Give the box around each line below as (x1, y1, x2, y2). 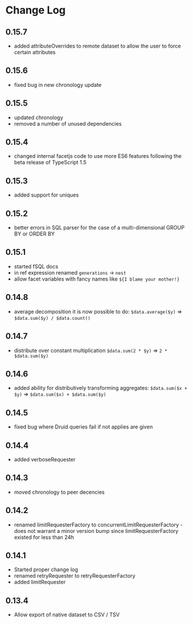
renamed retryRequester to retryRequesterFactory (13, 572, 136, 579)
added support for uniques (13, 191, 79, 198)
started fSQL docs (13, 262, 59, 270)
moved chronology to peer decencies (13, 488, 105, 495)
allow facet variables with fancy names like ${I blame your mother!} (13, 275, 180, 282)
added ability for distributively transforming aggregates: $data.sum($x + (13, 384, 188, 392)
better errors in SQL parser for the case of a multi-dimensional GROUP (13, 224, 185, 231)
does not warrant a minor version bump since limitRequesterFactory (13, 527, 179, 534)
